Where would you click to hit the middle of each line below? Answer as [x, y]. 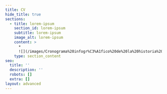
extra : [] [20, 79]
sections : [15, 19]
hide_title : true [23, 14]
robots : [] [21, 75]
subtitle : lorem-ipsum [38, 33]
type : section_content [38, 56]
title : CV [15, 10]
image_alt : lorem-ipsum [39, 38]
